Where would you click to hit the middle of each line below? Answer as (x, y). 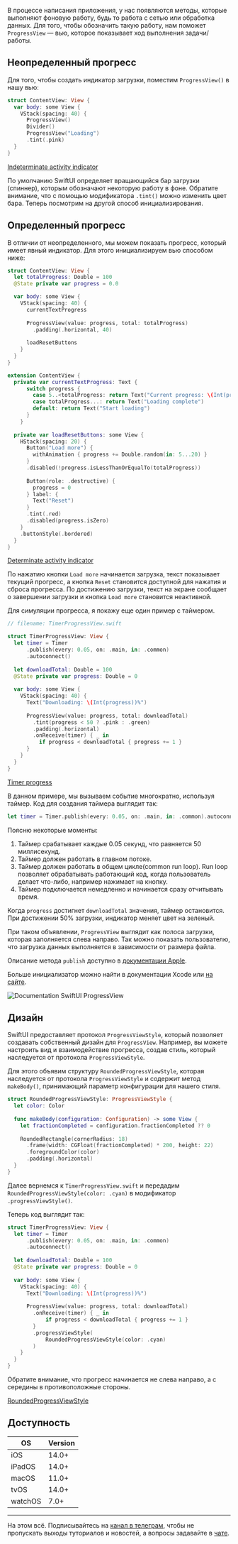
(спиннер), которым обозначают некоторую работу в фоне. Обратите (113, 188)
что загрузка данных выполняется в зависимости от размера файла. (112, 946)
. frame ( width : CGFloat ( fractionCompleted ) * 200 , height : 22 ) (120, 1146)
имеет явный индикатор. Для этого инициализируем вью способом (110, 250)
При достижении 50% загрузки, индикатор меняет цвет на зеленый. (111, 918)
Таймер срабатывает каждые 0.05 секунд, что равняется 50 (109, 843)
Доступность (39, 1423)
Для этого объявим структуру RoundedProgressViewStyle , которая (106, 1071)
